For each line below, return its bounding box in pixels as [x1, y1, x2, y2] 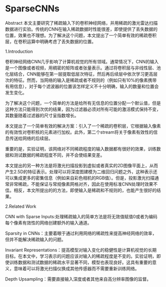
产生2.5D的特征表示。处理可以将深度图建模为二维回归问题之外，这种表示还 [5, 169, 158, 175]
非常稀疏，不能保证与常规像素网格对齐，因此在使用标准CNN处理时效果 [9, 181, 154, 187]
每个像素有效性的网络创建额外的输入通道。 [5, 220, 92, 226]
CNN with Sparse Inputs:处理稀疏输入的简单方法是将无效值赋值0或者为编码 [5, 213, 158, 219]
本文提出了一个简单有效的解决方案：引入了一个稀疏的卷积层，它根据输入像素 [5, 123, 161, 129]
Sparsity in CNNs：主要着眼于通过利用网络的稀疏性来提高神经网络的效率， [5, 230, 157, 236]
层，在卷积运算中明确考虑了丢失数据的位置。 [5, 38, 96, 45]
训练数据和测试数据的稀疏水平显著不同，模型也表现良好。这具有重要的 [9, 259, 152, 265]
